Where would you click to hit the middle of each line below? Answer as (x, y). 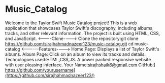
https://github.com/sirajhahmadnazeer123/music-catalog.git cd (69, 43)
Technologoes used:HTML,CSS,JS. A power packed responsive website (78, 59)
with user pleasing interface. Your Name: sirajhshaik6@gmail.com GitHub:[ (80, 65)
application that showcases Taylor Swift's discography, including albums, (79, 28)
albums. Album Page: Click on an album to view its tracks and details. (76, 54)
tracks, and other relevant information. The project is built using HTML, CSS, (82, 33)
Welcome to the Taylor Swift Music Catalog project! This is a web (71, 23)
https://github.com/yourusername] (40, 70)
